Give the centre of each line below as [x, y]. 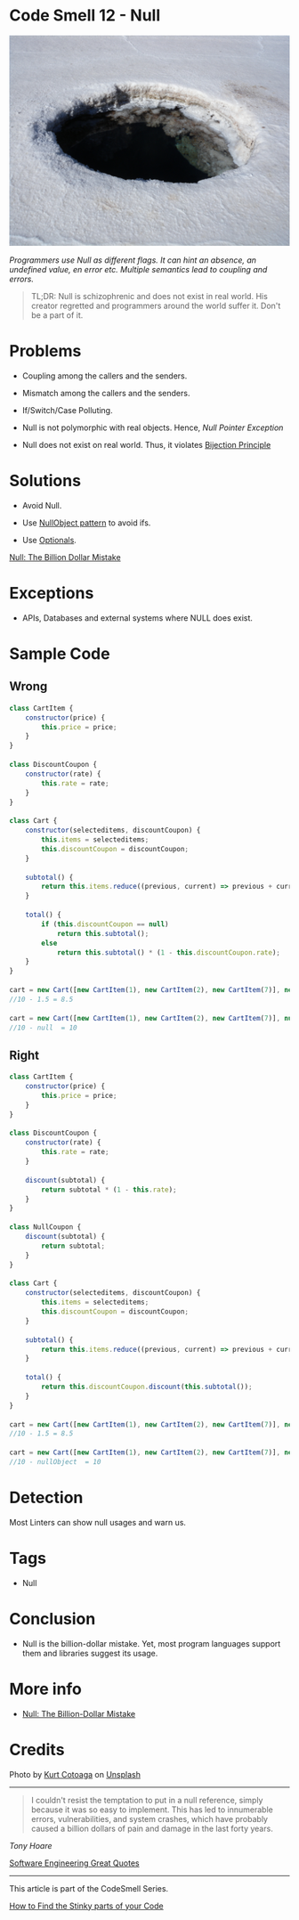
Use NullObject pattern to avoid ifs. [86, 523]
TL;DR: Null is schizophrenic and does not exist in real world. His [149, 296]
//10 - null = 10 [43, 1028]
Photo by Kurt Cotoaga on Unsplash [75, 1774]
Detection [46, 1498]
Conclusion [53, 1619]
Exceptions [52, 593]
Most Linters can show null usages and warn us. [98, 1522]
